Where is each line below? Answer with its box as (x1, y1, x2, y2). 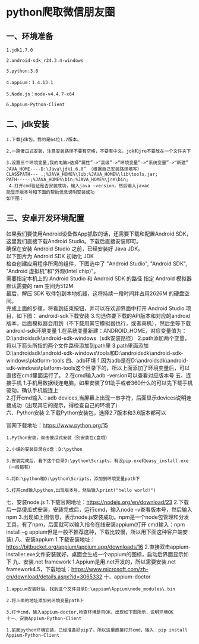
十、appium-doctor (103, 573, 151, 580)
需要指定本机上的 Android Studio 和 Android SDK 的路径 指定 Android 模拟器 (6, 275, 192, 282)
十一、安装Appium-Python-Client (6, 615, 82, 621)
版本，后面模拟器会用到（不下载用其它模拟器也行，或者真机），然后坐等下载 (6, 320, 191, 327)
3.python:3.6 (6, 68, 39, 74)
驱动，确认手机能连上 (6, 386, 58, 394)
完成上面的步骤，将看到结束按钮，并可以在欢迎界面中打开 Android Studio (6, 305, 185, 312)
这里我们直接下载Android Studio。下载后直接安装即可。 (6, 237, 142, 244)
